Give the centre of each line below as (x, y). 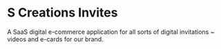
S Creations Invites (63, 13)
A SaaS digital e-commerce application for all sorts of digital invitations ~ (111, 32)
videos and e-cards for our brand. (55, 39)
